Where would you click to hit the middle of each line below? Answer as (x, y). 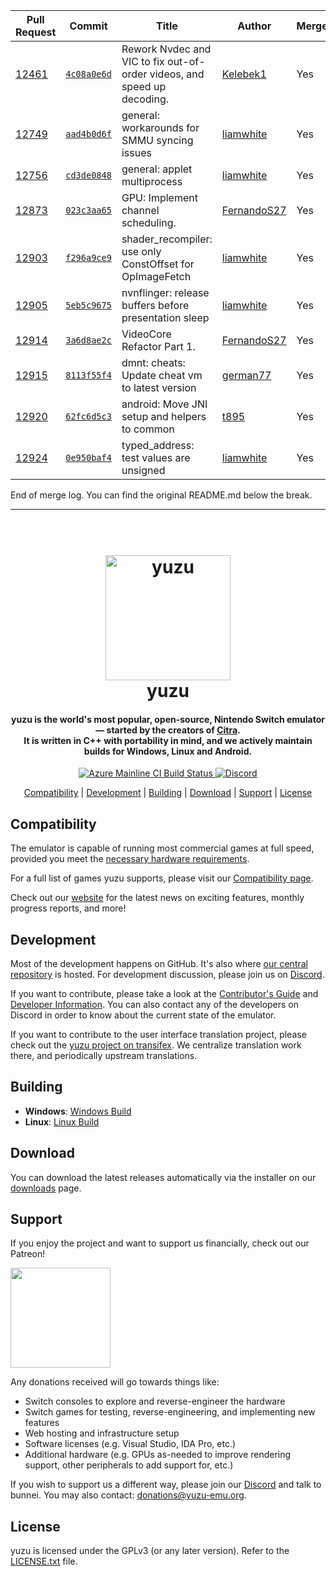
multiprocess (152, 181)
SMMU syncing (157, 140)
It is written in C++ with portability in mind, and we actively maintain (168, 740)
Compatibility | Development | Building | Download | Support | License (168, 793)
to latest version (159, 387)
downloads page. (46, 1188)
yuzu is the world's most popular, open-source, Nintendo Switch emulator (168, 719)
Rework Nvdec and (166, 49)
